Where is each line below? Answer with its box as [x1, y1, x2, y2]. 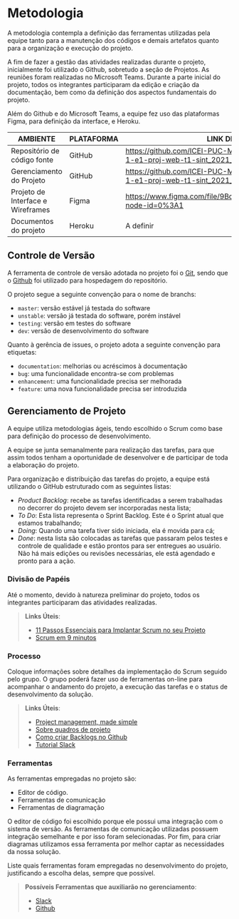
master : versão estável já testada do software [17, 303, 151, 312]
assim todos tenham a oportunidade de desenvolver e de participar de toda [7, 453, 229, 462]
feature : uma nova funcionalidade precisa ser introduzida [17, 384, 187, 393]
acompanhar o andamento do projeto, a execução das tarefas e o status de [7, 683, 228, 691]
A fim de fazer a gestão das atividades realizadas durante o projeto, [7, 57, 206, 66]
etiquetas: [7, 347, 37, 356]
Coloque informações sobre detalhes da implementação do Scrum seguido [7, 667, 228, 676]
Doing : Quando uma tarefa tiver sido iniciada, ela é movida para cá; [17, 526, 216, 534]
